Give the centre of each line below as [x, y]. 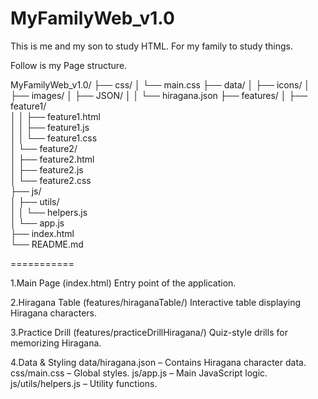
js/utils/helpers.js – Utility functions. [84, 383]
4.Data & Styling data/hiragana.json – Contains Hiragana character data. [158, 362]
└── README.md [47, 244]
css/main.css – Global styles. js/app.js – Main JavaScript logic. [139, 373]
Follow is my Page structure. [69, 65]
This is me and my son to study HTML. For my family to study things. [151, 46]
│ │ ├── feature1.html [55, 116]
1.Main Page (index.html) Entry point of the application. [123, 283]
